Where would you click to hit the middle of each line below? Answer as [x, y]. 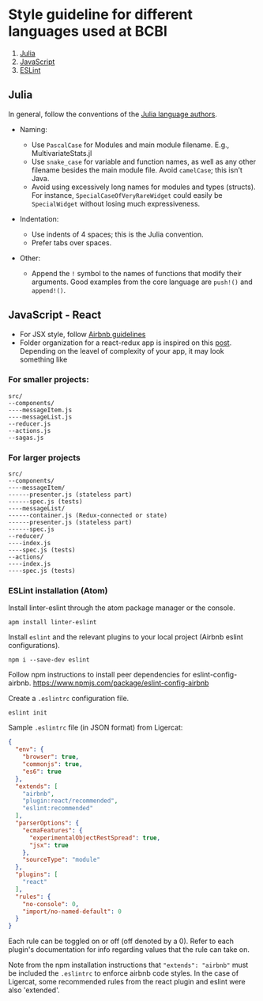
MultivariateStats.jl [62, 153]
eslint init [28, 713]
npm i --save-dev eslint [49, 660]
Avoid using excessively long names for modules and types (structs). [143, 187]
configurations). [34, 646]
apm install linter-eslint [53, 623]
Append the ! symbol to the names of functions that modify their [137, 273]
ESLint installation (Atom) [58, 591]
